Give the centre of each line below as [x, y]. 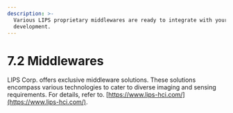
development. [32, 26]
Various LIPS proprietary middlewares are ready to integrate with [113, 20]
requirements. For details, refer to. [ [58, 95]
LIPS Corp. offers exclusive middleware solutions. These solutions [102, 80]
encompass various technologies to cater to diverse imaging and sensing [112, 87]
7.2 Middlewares [55, 61]
